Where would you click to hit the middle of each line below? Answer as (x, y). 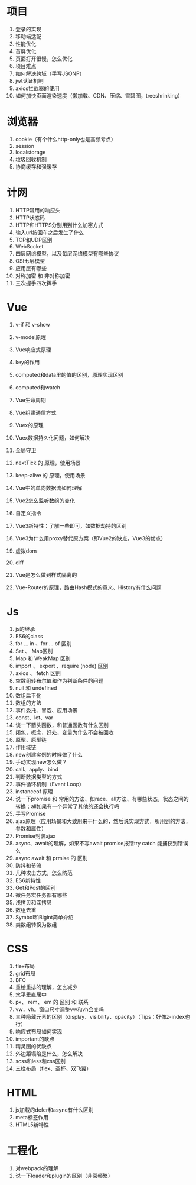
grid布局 (25, 973)
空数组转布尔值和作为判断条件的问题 (59, 680)
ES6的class (29, 636)
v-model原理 (31, 337)
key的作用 (27, 362)
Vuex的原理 (29, 425)
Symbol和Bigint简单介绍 (44, 917)
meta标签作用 (32, 1117)
